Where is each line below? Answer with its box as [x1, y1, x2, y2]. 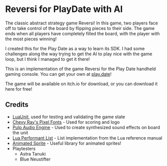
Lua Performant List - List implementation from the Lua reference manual [12, 135, 163, 141]
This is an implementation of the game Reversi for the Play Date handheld [5, 66, 156, 72]
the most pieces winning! [5, 36, 57, 42]
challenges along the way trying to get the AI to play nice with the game [5, 51, 153, 57]
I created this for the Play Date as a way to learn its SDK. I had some [5, 45, 145, 51]
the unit [12, 130, 28, 136]
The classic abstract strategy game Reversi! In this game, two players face [5, 20, 158, 26]
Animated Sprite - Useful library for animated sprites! [12, 140, 122, 146]
